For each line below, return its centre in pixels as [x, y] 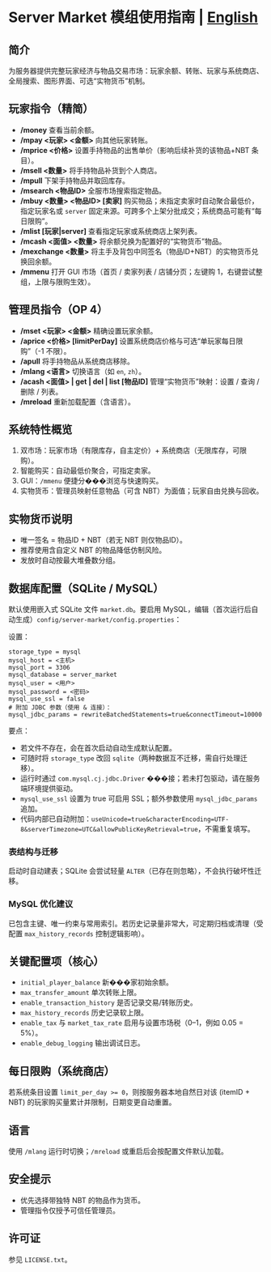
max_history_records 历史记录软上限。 [84, 1013]
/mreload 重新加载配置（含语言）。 [78, 402]
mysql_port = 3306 [39, 668]
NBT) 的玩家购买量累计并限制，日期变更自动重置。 [92, 1102]
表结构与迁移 [34, 852]
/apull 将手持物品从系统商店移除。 [77, 361]
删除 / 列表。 [41, 391]
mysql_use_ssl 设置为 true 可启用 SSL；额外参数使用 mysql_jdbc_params [139, 798]
